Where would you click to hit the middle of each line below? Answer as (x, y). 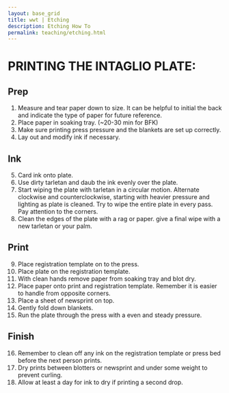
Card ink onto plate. (45, 175)
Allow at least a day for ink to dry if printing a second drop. (100, 382)
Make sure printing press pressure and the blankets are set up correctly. (119, 130)
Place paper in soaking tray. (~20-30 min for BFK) (88, 123)
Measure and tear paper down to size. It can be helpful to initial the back (120, 108)
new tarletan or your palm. (55, 226)
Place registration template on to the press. (78, 264)
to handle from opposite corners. (64, 293)
